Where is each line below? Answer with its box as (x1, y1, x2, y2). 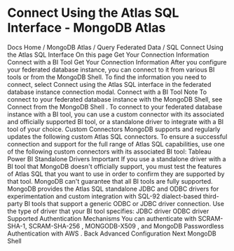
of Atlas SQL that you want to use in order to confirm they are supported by (7, 170, 225, 178)
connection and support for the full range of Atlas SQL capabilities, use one (7, 140, 226, 148)
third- (202, 191, 219, 201)
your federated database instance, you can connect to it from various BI (7, 65, 215, 74)
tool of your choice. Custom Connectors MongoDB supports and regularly (7, 125, 221, 133)
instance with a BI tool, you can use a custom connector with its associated (7, 110, 224, 118)
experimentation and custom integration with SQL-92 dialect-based (7, 191, 202, 201)
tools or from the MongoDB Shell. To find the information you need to (7, 72, 207, 81)
